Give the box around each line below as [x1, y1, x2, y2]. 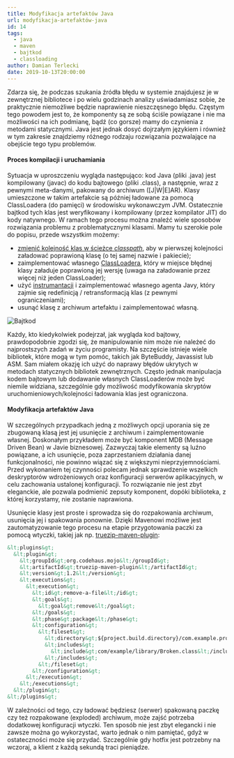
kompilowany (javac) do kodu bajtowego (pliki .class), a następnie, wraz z [7, 179, 219, 187]
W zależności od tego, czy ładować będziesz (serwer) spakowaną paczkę [7, 706, 219, 714]
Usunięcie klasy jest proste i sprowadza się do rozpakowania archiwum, [7, 508, 214, 517]
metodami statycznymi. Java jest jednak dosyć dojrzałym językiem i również [7, 125, 226, 133]
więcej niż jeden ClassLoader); [17, 273, 107, 282]
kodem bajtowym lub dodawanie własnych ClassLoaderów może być [7, 374, 205, 383]
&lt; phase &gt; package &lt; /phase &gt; [32, 615, 139, 623]
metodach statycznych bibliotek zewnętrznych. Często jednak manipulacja [7, 367, 221, 375]
